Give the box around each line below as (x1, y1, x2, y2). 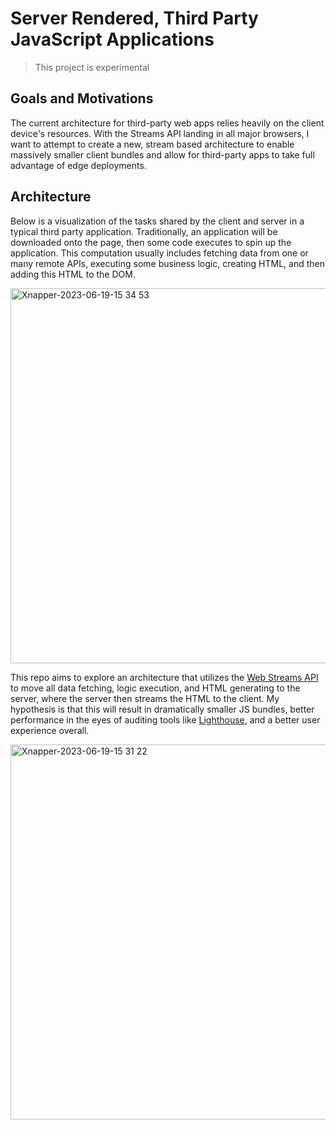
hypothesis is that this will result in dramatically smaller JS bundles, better (10, 703, 315, 715)
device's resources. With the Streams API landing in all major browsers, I (10, 127, 310, 139)
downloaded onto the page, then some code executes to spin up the (10, 236, 292, 248)
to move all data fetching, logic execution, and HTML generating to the (10, 682, 301, 694)
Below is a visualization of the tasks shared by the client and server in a (10, 215, 305, 227)
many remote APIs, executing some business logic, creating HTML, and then (10, 257, 326, 269)
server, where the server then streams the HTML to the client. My (10, 692, 280, 704)
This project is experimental (34, 61, 150, 73)
